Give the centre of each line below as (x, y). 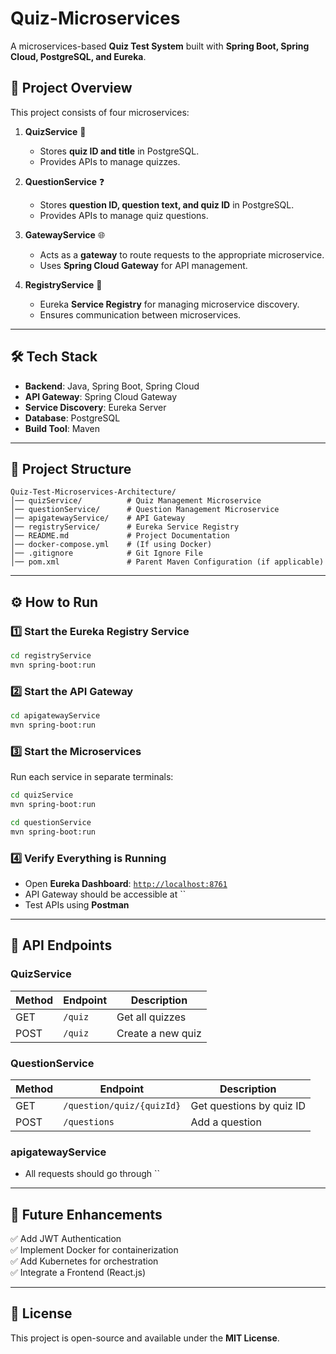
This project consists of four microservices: (100, 112)
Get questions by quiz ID (248, 1105)
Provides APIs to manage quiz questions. (124, 215)
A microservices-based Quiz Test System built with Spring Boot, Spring (160, 46)
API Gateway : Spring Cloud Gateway (101, 396)
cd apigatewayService (55, 716)
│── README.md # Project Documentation (120, 536)
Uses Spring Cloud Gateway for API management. (143, 265)
